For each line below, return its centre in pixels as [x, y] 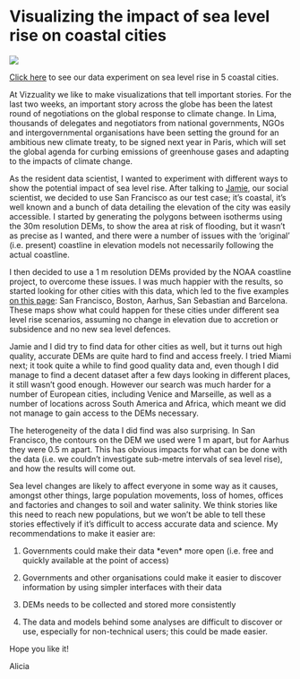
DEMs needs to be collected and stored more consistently [129, 604]
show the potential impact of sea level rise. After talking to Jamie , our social [149, 188]
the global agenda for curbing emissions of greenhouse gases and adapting [149, 151]
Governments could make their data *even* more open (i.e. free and [148, 550]
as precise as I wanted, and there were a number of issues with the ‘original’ [150, 236]
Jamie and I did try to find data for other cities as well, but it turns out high [146, 346]
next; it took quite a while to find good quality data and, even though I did [144, 365]
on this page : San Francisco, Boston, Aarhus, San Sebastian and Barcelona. [149, 300]
